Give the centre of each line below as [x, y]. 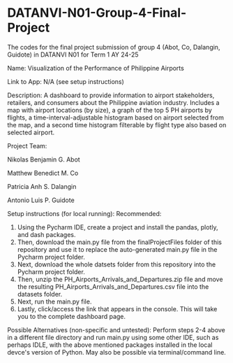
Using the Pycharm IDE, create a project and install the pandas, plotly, [118, 227]
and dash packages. [46, 234]
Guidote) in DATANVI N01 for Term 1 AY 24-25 [73, 55]
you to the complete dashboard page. [72, 316]
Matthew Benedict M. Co [43, 173]
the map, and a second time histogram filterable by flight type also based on [117, 124]
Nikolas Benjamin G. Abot [44, 159]
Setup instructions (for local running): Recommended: [84, 213]
